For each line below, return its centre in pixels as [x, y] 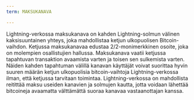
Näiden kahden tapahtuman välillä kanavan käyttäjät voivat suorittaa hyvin [97, 65]
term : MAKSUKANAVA [29, 12]
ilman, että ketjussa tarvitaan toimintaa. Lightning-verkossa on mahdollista [97, 78]
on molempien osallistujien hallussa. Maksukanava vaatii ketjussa [86, 53]
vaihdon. [17, 46]
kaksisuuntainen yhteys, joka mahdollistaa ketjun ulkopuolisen [82, 40]
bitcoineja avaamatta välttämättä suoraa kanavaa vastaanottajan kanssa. [95, 90]
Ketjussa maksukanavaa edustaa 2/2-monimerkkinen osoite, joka [109, 46]
